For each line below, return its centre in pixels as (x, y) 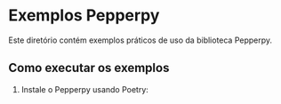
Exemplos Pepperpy (84, 16)
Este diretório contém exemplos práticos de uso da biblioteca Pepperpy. (140, 40)
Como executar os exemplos (89, 68)
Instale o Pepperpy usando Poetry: (84, 89)
